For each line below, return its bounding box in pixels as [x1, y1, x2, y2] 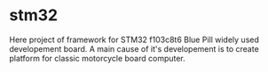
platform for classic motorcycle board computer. [9, 53, 186, 63]
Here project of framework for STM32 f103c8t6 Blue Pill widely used [9, 34, 260, 45]
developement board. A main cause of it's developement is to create [9, 43, 259, 54]
